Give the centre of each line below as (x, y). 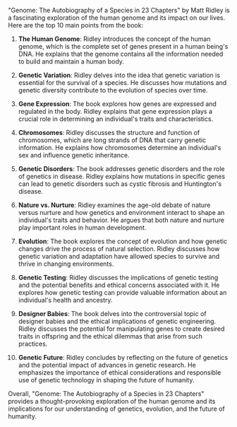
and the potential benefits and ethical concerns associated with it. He (119, 285)
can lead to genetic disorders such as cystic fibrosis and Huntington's (120, 184)
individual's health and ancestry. (65, 300)
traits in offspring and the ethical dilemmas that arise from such (110, 336)
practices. (33, 344)
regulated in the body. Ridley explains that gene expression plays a (115, 111)
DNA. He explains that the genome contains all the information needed (121, 54)
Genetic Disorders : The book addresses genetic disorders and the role (121, 169)
